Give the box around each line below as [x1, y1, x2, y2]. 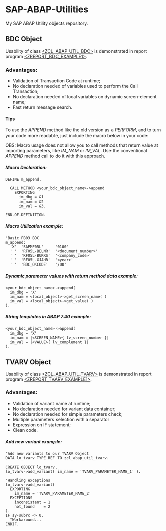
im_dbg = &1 [18, 195, 44, 200]
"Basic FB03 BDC [5, 236, 39, 241]
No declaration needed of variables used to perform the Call [12, 83, 138, 89]
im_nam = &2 [18, 199, 44, 205]
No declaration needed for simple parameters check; [12, 411, 123, 417]
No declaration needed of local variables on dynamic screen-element [12, 94, 157, 100]
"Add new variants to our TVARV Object [5, 451, 89, 456]
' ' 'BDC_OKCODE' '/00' [10, 262, 67, 268]
